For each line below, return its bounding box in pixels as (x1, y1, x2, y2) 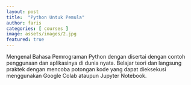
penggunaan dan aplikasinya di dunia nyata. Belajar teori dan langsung (6, 59, 182, 66)
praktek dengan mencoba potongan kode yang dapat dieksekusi (6, 66, 167, 72)
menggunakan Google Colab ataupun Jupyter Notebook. (6, 72, 147, 79)
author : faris (6, 20, 42, 26)
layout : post (6, 8, 39, 15)
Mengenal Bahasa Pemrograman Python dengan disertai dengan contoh (6, 53, 186, 60)
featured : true (6, 37, 45, 42)
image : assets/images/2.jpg (6, 31, 77, 37)
